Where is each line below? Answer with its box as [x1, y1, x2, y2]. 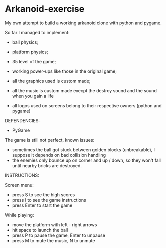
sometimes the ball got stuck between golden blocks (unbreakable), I [12, 146, 155, 153]
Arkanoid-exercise [5, 3, 85, 15]
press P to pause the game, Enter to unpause [12, 232, 106, 238]
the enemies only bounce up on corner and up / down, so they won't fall [12, 157, 161, 163]
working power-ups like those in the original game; [12, 68, 117, 74]
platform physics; [12, 49, 48, 55]
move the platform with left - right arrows [12, 221, 97, 228]
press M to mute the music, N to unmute [12, 237, 95, 243]
